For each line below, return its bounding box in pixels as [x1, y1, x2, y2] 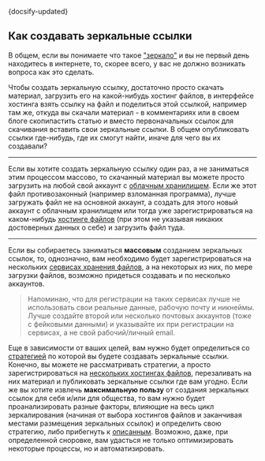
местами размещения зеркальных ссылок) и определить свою [8, 418, 222, 428]
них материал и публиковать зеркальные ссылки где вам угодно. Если [8, 377, 248, 386]
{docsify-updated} [8, 7, 69, 16]
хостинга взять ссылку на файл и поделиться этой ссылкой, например [8, 99, 247, 109]
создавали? [8, 141, 48, 151]
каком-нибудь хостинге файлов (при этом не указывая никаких [8, 214, 223, 223]
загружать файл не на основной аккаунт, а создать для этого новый [8, 197, 238, 207]
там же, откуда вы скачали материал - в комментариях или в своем [8, 107, 240, 117]
